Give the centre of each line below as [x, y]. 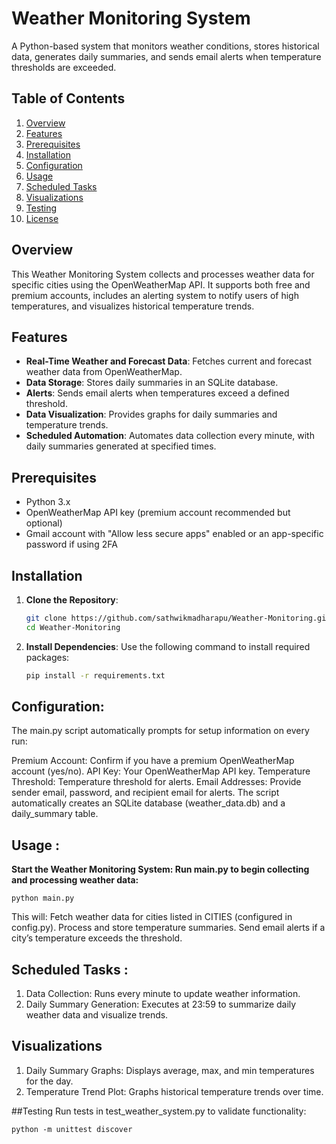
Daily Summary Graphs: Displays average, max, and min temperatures [170, 1070]
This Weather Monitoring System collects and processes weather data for [163, 274]
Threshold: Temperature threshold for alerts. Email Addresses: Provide [156, 782]
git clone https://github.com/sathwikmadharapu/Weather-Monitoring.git [178, 618]
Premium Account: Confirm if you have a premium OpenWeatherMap [153, 761]
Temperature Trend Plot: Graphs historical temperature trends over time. [174, 1091]
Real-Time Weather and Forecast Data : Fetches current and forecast [169, 361]
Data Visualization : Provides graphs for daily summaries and [151, 414]
